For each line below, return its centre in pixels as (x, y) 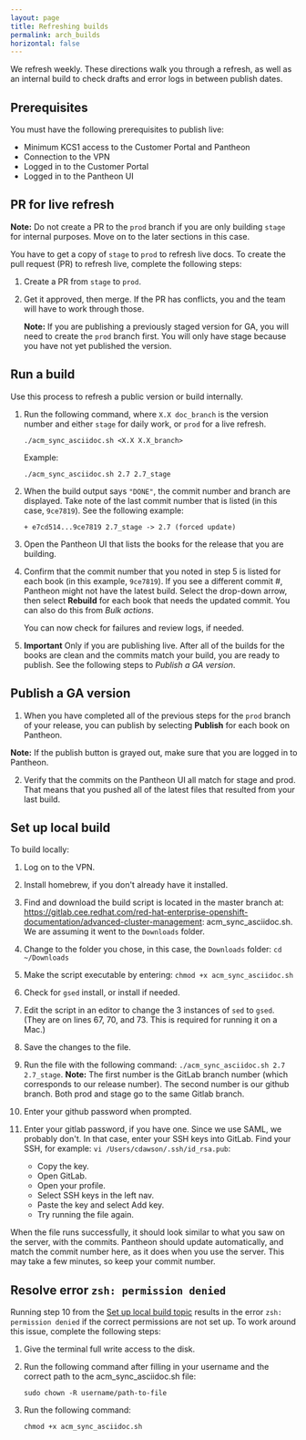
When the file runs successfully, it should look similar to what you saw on (148, 1232)
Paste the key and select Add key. (101, 1205)
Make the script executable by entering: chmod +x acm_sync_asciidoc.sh (158, 975)
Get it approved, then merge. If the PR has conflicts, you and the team (154, 299)
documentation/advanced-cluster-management (113, 922)
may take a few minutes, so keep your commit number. (113, 1261)
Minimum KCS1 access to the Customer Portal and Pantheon (137, 148)
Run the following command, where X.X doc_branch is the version (146, 414)
